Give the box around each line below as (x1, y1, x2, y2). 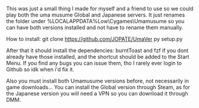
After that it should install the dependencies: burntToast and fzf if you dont (6, 47, 189, 54)
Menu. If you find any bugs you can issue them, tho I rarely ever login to (6, 59, 182, 66)
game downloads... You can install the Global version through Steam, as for (6, 84, 190, 91)
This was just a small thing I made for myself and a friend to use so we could (6, 5, 194, 12)
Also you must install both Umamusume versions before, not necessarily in (6, 77, 189, 84)
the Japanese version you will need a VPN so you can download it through (6, 90, 188, 97)
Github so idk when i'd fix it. (6, 66, 74, 73)
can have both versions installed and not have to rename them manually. (6, 24, 184, 31)
